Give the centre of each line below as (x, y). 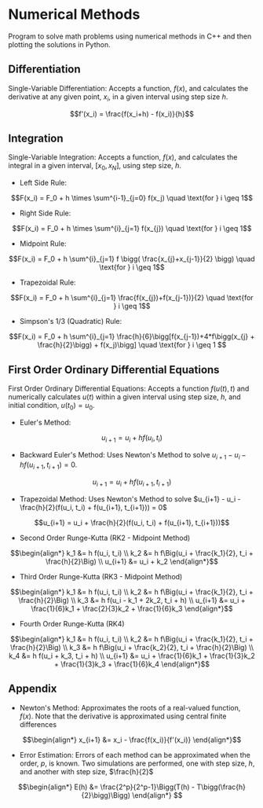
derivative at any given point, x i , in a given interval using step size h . (118, 97)
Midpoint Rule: (43, 244)
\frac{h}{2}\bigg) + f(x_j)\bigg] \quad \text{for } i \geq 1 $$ (132, 345)
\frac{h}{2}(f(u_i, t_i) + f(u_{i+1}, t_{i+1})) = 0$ (93, 507)
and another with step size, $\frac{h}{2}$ (86, 771)
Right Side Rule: (45, 213)
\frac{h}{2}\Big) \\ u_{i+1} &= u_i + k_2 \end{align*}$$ (132, 561)
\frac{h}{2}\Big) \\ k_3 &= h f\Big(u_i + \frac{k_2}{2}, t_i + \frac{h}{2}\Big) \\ (132, 647)
